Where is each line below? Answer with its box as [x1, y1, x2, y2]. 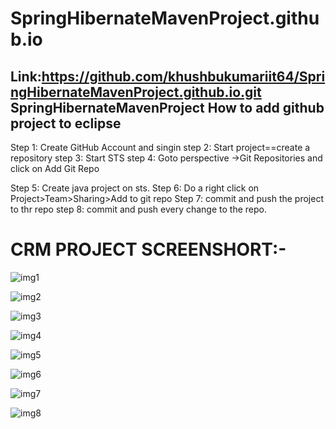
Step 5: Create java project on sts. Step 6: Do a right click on [10, 182, 260, 194]
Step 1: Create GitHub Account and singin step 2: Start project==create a [10, 142, 311, 153]
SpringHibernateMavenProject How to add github [10, 99, 325, 116]
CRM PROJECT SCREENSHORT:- [10, 238, 287, 261]
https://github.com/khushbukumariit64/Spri [41, 68, 326, 85]
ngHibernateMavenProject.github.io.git [10, 83, 262, 101]
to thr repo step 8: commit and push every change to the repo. [10, 203, 267, 215]
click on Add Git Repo [10, 163, 100, 174]
